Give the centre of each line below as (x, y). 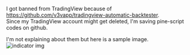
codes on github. (27, 27)
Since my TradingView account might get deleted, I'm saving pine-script (95, 21)
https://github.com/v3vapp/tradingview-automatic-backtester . (83, 15)
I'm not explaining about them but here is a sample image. (77, 39)
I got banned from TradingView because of (59, 9)
